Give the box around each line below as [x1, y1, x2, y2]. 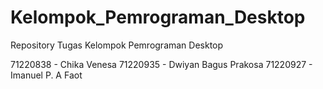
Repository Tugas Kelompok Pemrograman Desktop [10, 39, 224, 51]
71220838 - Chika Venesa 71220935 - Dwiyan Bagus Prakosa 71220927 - [10, 58, 313, 70]
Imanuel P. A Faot [10, 69, 83, 81]
